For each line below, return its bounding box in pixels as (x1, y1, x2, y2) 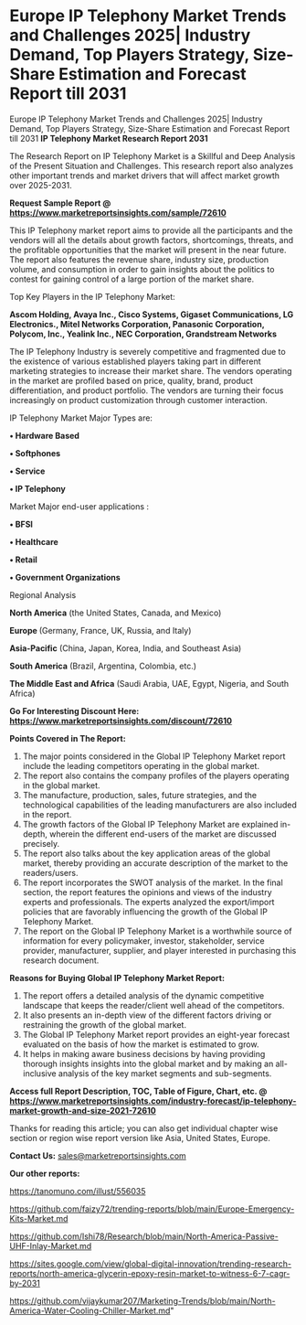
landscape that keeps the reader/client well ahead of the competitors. (22, 999, 285, 1010)
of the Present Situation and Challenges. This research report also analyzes (9, 160, 294, 171)
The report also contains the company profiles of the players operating (22, 770, 290, 781)
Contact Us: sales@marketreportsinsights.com (9, 1149, 187, 1161)
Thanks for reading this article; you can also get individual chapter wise (9, 1122, 279, 1134)
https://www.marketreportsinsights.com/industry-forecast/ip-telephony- (9, 1095, 297, 1106)
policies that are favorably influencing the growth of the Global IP (22, 906, 268, 917)
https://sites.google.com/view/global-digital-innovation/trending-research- (9, 1258, 292, 1269)
